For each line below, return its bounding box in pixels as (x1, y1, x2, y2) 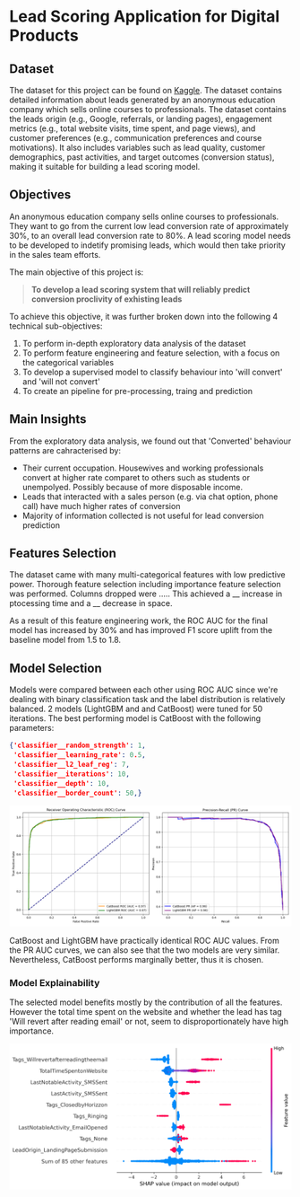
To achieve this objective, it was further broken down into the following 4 (9, 311, 279, 321)
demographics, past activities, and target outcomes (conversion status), (9, 152, 275, 163)
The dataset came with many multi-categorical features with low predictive (9, 569, 287, 580)
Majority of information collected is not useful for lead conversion (21, 510, 264, 521)
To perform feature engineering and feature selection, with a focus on (21, 348, 280, 358)
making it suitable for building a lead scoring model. (9, 162, 201, 172)
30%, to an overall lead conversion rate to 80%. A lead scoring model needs (9, 230, 291, 241)
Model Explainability (9, 977, 100, 989)
